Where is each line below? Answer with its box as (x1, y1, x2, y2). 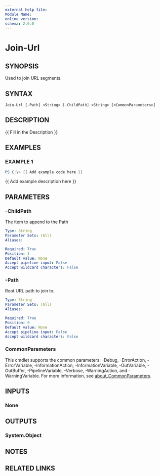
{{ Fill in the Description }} (5, 129, 58, 135)
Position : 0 (5, 320, 30, 325)
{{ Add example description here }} (5, 179, 77, 185)
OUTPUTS (5, 417, 37, 426)
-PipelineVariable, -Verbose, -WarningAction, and (27, 367, 127, 374)
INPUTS (5, 387, 30, 396)
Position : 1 (5, 251, 30, 256)
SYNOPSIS (5, 62, 39, 70)
